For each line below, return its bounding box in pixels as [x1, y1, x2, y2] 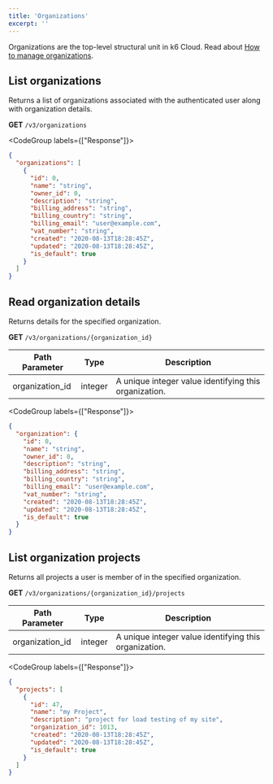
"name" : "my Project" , [29, 708, 107, 716]
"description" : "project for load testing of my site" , [29, 716, 223, 724]
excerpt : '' [8, 20, 49, 28]
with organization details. [8, 104, 93, 114]
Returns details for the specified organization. [8, 316, 162, 326]
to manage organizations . [8, 50, 93, 60]
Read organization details [8, 294, 141, 309]
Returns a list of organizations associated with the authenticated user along [8, 95, 262, 106]
